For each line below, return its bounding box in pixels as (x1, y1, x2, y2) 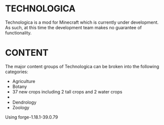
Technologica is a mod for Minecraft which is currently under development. (5, 19, 159, 25)
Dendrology (12, 99, 37, 105)
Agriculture (12, 78, 36, 84)
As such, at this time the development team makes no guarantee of (5, 24, 142, 30)
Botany (12, 83, 27, 89)
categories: (5, 69, 28, 75)
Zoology (12, 104, 30, 110)
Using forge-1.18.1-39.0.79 (5, 114, 58, 120)
